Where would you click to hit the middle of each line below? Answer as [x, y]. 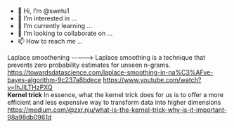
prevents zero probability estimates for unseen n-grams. [89, 65]
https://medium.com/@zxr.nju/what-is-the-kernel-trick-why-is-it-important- [117, 110]
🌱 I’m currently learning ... [55, 26]
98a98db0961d [30, 117]
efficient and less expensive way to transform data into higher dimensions [114, 102]
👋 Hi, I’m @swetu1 [43, 11]
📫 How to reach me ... [50, 41]
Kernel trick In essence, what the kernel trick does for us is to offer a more [115, 95]
